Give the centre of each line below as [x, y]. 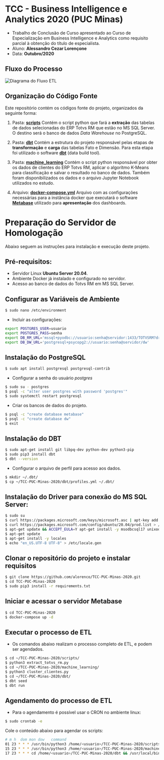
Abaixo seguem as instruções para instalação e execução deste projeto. [78, 246]
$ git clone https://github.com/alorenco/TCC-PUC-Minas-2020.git [73, 577]
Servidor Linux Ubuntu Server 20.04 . [50, 273]
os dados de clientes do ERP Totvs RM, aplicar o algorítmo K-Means [81, 167]
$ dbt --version [21, 459]
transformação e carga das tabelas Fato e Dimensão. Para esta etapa [82, 147]
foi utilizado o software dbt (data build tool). [56, 153]
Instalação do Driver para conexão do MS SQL [76, 497]
